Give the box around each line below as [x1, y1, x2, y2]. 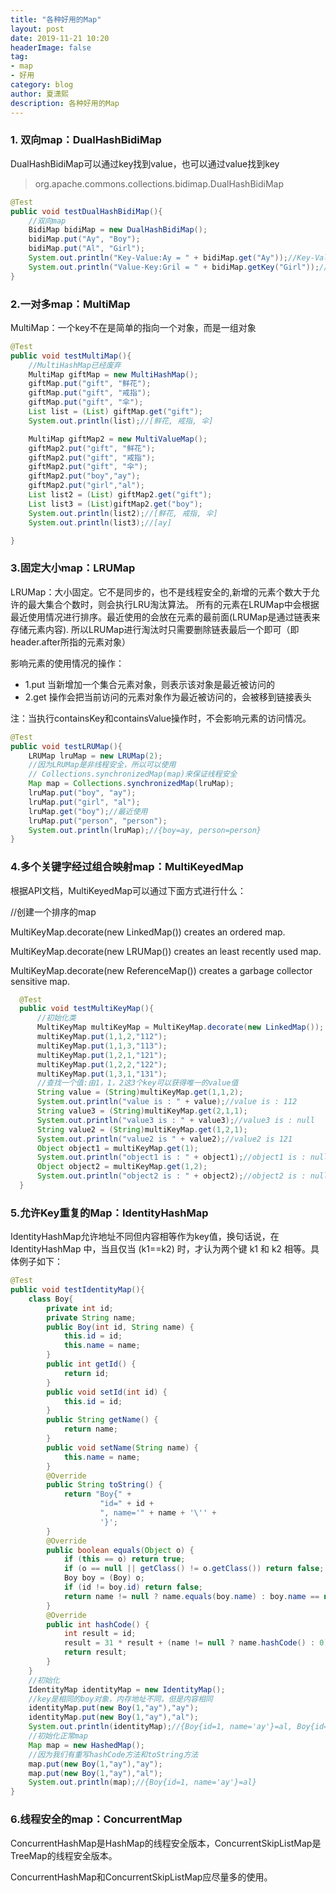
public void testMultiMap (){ [10, 351, 132, 361]
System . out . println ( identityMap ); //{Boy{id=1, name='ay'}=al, [28, 1722, 293, 1732]
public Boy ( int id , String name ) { [46, 1322, 195, 1332]
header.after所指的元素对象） [10, 636, 132, 648]
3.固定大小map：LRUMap [10, 561, 136, 575]
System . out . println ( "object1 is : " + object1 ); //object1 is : [36, 1152, 307, 1163]
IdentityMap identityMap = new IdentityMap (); [28, 1684, 226, 1695]
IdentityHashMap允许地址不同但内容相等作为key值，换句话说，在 [10, 1231, 280, 1243]
